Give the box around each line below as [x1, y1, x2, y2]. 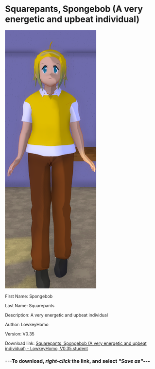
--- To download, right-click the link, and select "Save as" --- [5, 357, 151, 364]
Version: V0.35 [5, 331, 35, 336]
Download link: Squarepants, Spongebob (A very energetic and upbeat [5, 340, 147, 346]
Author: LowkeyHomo [5, 321, 49, 327]
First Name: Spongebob [5, 293, 53, 299]
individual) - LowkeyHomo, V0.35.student [5, 345, 88, 351]
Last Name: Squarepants [5, 302, 55, 308]
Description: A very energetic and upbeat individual [5, 312, 108, 318]
